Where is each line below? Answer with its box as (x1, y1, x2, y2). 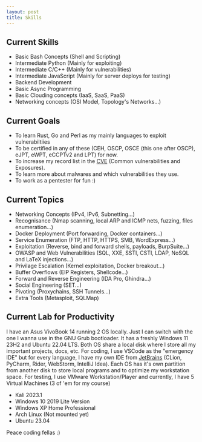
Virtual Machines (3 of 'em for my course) (6, 380, 111, 387)
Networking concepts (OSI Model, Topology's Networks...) (15, 98, 161, 105)
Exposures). (15, 164, 45, 172)
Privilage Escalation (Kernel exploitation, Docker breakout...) (15, 262, 165, 269)
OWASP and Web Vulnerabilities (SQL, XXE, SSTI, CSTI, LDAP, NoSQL (15, 249, 189, 256)
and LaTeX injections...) (15, 255, 74, 263)
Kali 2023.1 (15, 391, 42, 398)
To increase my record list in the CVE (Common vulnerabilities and (15, 158, 180, 165)
